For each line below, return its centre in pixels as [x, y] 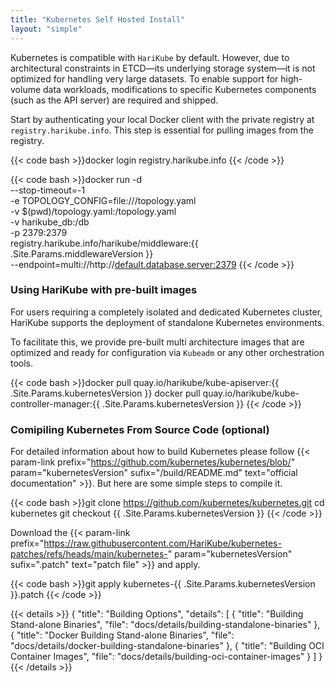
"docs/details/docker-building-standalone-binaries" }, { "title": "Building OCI [167, 646]
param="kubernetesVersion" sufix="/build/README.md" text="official [154, 473]
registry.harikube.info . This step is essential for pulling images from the [162, 130]
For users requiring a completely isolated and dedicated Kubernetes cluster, [166, 312]
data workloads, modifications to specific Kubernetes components [180, 89]
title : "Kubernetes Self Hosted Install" [98, 19]
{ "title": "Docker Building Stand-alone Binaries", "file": [122, 635]
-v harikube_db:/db [50, 222]
